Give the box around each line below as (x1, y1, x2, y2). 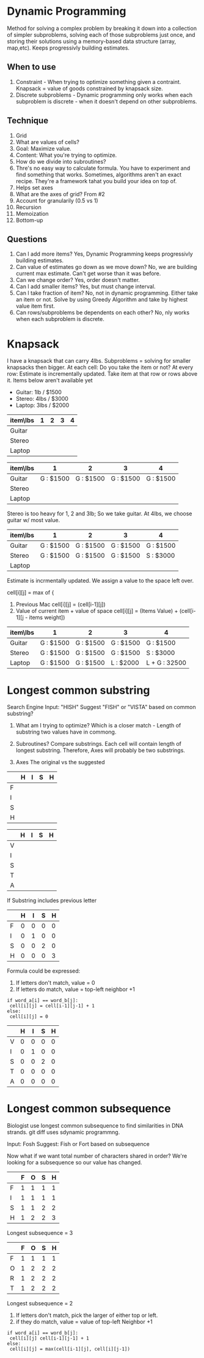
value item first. (15, 302, 56, 310)
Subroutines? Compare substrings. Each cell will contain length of (15, 740, 182, 748)
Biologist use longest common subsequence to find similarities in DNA (7, 1122, 184, 1129)
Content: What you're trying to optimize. (15, 151, 117, 159)
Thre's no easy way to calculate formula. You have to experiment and (15, 164, 191, 172)
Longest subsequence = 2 (7, 1300, 73, 1307)
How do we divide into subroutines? (15, 157, 106, 165)
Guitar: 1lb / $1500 (15, 389, 62, 396)
